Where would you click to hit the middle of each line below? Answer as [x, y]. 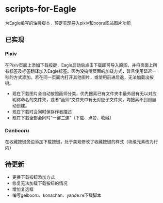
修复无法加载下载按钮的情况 [40, 183]
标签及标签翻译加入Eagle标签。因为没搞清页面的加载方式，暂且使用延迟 [81, 71]
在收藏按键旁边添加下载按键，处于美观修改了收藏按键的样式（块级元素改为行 [81, 141]
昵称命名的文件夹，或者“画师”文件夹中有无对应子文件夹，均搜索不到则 [82, 99]
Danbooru [17, 130]
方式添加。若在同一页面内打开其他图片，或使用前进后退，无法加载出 [81, 77]
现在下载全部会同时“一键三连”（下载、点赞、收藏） [63, 118]
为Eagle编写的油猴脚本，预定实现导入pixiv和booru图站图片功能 [68, 23]
